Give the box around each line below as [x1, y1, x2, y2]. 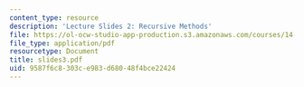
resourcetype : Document [9, 47, 100, 56]
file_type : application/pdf [9, 38, 116, 48]
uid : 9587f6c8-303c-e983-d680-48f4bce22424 [9, 64, 176, 73]
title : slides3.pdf [9, 55, 83, 64]
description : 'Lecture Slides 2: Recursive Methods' [9, 22, 213, 31]
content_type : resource [9, 13, 100, 23]
